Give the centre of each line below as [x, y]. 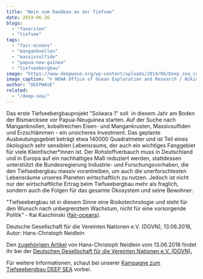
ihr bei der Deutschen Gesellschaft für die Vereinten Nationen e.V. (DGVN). [99, 251]
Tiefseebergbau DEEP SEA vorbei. [49, 269]
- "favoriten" [29, 29]
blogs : [14, 23]
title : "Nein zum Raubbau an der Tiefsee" [60, 12]
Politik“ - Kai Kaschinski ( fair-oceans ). [53, 214]
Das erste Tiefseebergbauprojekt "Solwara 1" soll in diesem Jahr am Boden [101, 113]
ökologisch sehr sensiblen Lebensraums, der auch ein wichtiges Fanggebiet [101, 145]
